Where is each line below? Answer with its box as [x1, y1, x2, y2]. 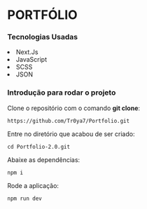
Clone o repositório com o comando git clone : [7, 104, 141, 112]
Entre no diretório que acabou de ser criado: [7, 130, 135, 138]
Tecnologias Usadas [7, 32, 78, 42]
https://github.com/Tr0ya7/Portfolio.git [7, 117, 130, 124]
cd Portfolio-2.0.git [7, 143, 71, 150]
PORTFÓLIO [7, 7, 78, 23]
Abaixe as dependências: [7, 155, 80, 164]
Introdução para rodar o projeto [7, 88, 116, 97]
